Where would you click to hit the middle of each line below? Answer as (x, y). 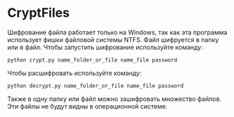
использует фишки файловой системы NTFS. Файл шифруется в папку (113, 39)
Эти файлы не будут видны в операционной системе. (87, 106)
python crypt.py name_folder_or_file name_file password (92, 60)
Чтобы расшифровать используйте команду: (74, 73)
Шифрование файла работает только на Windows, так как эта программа (117, 32)
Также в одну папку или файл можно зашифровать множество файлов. (115, 99)
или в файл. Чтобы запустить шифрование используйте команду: (105, 47)
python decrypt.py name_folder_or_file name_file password (96, 85)
